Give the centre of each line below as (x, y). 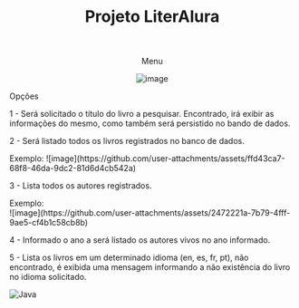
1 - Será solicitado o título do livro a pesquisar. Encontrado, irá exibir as (142, 113)
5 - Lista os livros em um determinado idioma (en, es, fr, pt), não (129, 257)
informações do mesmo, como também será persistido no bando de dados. (150, 123)
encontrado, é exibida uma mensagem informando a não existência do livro (150, 267)
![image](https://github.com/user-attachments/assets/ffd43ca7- (165, 158)
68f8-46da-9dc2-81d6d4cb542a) (73, 168)
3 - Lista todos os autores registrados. (81, 185)
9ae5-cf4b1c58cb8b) (49, 222)
